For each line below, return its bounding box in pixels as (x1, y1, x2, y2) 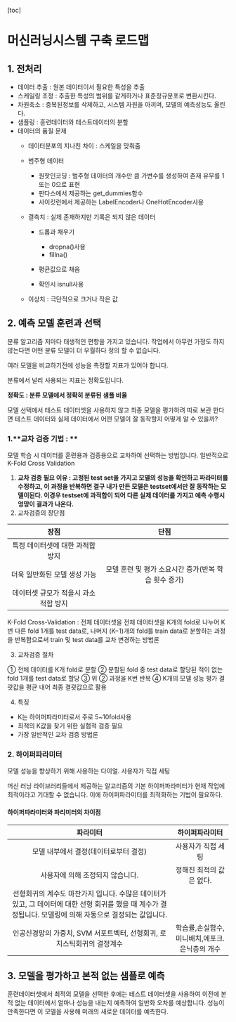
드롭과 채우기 (38, 228, 75, 236)
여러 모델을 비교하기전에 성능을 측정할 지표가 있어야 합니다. (7, 361, 169, 369)
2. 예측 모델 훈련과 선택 (7, 317, 102, 329)
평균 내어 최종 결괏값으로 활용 (25, 683, 107, 691)
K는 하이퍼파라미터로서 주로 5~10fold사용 (17, 713, 132, 721)
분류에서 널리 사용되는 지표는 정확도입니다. (7, 376, 124, 384)
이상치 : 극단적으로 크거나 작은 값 (27, 295, 118, 303)
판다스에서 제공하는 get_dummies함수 (38, 189, 143, 197)
